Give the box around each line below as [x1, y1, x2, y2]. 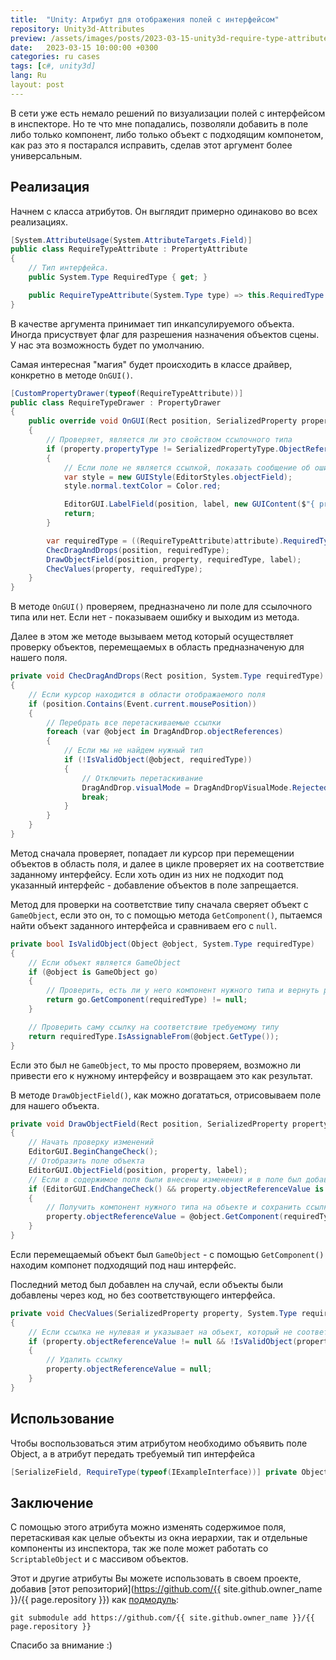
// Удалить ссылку [46, 1355, 123, 1365]
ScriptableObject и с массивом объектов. [10, 1553, 189, 1565]
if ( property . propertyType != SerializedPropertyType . [46, 444, 280, 454]
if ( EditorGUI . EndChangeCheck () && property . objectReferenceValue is [28, 1184, 325, 1194]
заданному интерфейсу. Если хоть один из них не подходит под [10, 868, 284, 880]
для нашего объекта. [10, 1099, 100, 1111]
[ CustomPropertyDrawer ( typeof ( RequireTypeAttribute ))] [10, 388, 244, 398]
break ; [81, 792, 110, 802]
